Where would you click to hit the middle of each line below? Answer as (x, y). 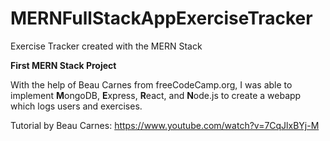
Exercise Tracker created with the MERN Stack (106, 46)
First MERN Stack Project (63, 65)
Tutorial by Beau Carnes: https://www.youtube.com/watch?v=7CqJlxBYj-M (165, 125)
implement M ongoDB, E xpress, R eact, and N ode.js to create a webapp (156, 95)
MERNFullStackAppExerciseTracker (161, 18)
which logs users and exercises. (76, 106)
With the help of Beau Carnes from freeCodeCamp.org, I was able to (151, 84)
